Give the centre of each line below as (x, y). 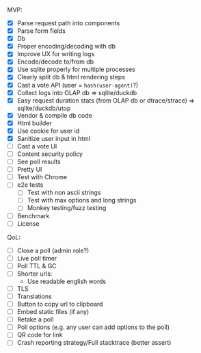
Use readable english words (67, 281)
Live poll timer (37, 258)
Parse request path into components (68, 23)
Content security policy (50, 154)
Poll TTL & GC (37, 265)
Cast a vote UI (37, 146)
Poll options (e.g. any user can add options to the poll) (93, 327)
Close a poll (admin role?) (53, 250)
